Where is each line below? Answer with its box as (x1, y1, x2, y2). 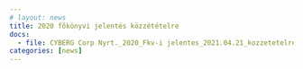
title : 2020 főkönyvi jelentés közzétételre (9, 22, 179, 30)
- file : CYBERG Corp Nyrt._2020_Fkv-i (17, 38, 164, 47)
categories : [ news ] (9, 47, 83, 56)
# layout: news (9, 13, 67, 22)
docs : (9, 30, 30, 39)
